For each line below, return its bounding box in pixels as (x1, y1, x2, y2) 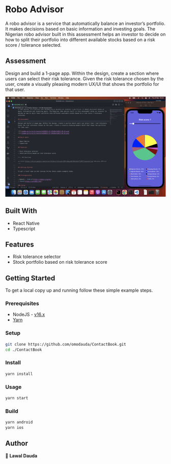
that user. (5, 86, 25, 92)
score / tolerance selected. (5, 42, 62, 48)
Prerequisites (5, 300, 39, 307)
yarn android (5, 420, 33, 425)
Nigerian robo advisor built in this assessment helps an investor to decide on (5, 31, 166, 37)
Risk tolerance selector (12, 254, 61, 260)
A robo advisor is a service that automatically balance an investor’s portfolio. (5, 20, 165, 26)
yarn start (5, 395, 28, 400)
